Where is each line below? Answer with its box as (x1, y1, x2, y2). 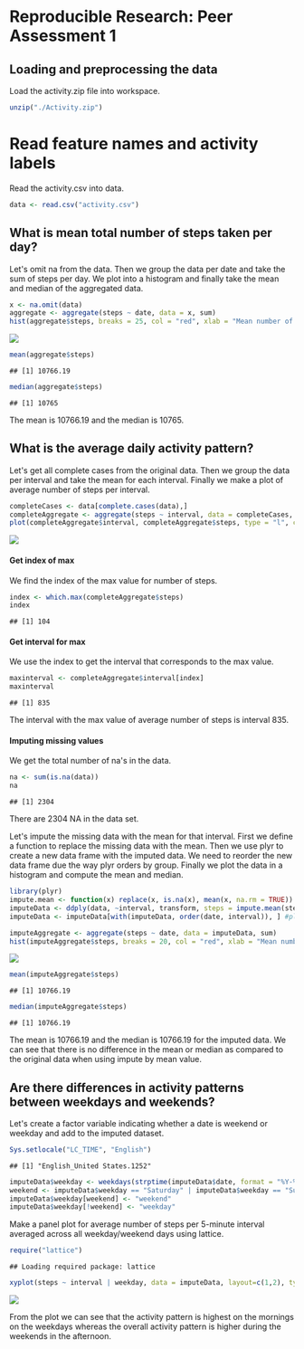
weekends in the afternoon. (9, 1331, 111, 1342)
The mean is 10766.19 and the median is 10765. (9, 414, 185, 425)
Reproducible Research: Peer (9, 6, 233, 27)
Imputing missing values (9, 735, 104, 746)
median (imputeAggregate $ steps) (9, 1002, 128, 1012)
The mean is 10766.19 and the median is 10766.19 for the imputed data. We (9, 1034, 287, 1046)
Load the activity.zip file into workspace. (9, 86, 161, 96)
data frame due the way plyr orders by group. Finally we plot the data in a (9, 860, 283, 870)
